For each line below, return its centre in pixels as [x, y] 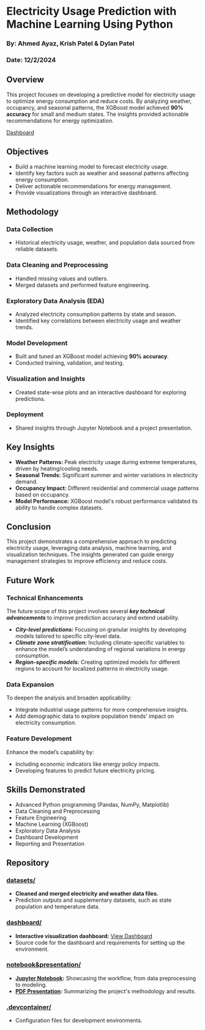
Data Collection [30, 229]
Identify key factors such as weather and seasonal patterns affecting [102, 173]
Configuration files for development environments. [79, 1020]
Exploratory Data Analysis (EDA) [55, 300]
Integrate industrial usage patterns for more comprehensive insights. [102, 710]
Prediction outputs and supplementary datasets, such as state [93, 900]
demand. [26, 481]
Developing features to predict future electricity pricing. [85, 770]
